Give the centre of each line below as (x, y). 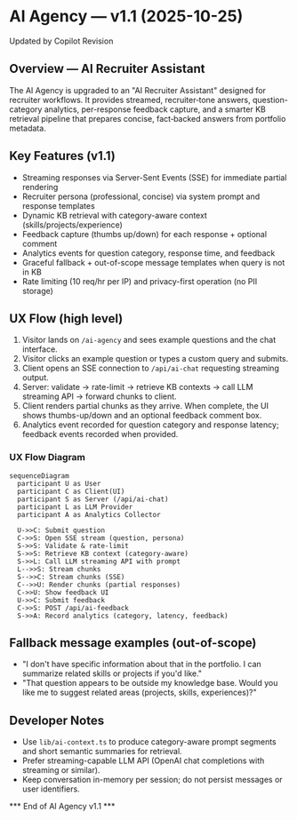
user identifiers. (51, 789)
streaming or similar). (61, 770)
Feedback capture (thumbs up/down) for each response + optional (144, 234)
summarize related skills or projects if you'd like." (112, 673)
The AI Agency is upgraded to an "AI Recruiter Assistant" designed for (138, 90)
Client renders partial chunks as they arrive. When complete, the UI (145, 406)
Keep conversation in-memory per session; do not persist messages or (152, 780)
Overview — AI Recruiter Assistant (108, 69)
